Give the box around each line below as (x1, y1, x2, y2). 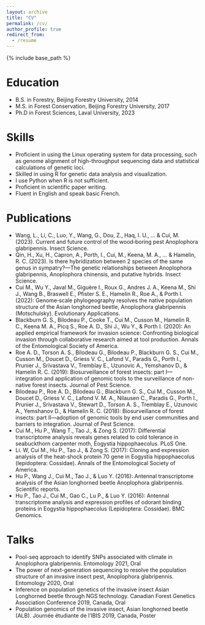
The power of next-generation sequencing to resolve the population (15, 566, 187, 574)
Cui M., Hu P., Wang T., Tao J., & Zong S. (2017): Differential (15, 426, 166, 434)
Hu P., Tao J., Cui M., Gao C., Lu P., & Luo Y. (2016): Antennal (15, 491, 170, 499)
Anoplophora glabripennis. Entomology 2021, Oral (15, 559, 141, 567)
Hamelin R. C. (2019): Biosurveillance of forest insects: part (15, 368, 165, 376)
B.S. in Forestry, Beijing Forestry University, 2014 (15, 96, 139, 103)
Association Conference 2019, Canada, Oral (15, 599, 126, 606)
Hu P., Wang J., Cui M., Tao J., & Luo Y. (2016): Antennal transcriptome (15, 472, 194, 480)
